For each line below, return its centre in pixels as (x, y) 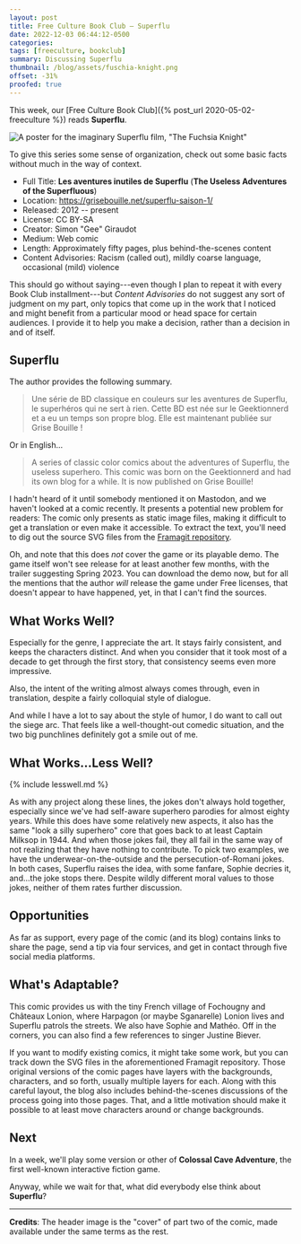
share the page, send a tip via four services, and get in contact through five (148, 947)
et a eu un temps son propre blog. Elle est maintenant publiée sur (151, 418)
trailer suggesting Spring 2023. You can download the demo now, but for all (149, 574)
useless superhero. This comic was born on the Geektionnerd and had (161, 472)
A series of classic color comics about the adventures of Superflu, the (160, 462)
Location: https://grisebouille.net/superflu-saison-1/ (117, 200)
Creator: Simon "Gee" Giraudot (79, 229)
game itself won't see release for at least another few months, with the (140, 564)
